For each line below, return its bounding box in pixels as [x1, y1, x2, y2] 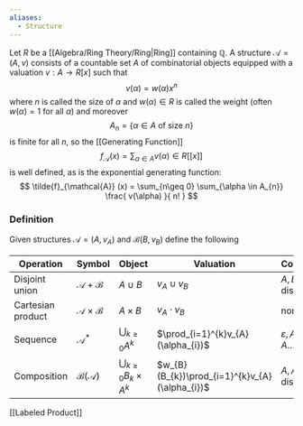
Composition [14, 370, 69, 383]
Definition [9, 213, 54, 226]
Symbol [76, 257, 111, 270]
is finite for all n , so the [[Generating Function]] [9, 136, 183, 147]
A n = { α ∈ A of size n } [109, 120, 194, 133]
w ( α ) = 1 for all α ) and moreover [9, 106, 129, 117]
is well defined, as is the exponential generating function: [9, 166, 222, 177]
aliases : [9, 13, 42, 23]
